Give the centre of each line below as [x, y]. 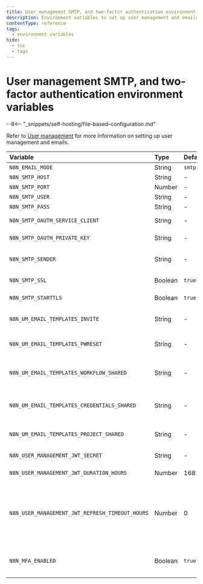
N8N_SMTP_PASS [30, 206]
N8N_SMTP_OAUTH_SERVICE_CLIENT [54, 220]
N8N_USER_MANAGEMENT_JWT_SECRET [56, 455]
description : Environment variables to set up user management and [93, 18]
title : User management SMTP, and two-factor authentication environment [101, 12]
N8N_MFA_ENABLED [33, 561]
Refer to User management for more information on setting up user [89, 136]
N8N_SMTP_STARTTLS [36, 297]
